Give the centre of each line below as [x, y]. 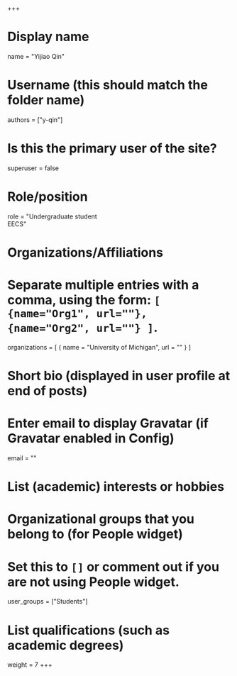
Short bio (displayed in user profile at [119, 376]
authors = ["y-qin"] [35, 120]
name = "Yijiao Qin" [36, 56]
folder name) [46, 100]
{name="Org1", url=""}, [77, 314]
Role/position [48, 196]
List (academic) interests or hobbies [116, 487]
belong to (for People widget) [95, 534]
